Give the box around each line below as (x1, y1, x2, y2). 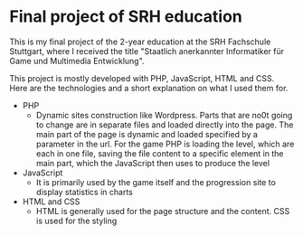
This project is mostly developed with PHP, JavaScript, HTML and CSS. (9, 72, 275, 83)
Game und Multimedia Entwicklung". (9, 55, 145, 66)
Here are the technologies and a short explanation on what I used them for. (9, 82, 289, 93)
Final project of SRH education (9, 6, 242, 27)
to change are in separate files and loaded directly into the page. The (35, 119, 294, 130)
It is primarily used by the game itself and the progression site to (35, 176, 276, 187)
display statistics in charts (35, 186, 133, 197)
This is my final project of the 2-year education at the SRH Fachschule (9, 36, 271, 47)
